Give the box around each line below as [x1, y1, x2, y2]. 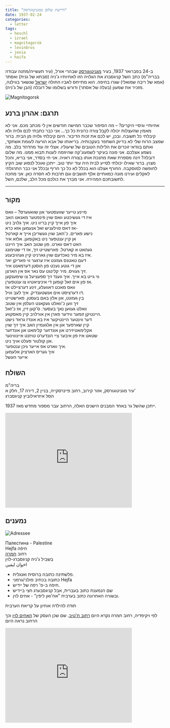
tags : [5, 26, 17, 31]
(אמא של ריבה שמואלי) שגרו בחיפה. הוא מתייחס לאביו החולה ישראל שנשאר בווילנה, [5, 79, 164, 85]
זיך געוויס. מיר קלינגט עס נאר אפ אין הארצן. [5, 268, 87, 274]
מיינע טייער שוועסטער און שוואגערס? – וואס [5, 209, 87, 215]
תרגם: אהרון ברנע [5, 109, 59, 117]
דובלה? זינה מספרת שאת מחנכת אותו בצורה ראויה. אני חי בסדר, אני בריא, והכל [5, 155, 155, 161]
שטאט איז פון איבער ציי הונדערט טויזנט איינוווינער [5, 332, 98, 338]
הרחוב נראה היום [5, 618, 38, 624]
